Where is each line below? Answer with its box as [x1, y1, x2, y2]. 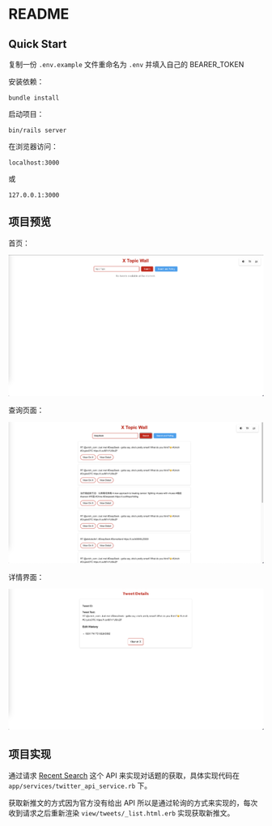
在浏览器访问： [8, 142, 58, 151]
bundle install [8, 94, 60, 102]
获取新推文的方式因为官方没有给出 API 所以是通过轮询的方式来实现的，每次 [8, 798, 258, 807]
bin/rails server [8, 126, 67, 134]
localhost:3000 [8, 159, 60, 167]
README [8, 5, 70, 23]
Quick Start [8, 37, 67, 51]
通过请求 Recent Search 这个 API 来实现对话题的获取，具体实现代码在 [8, 770, 240, 780]
